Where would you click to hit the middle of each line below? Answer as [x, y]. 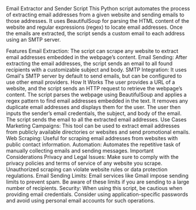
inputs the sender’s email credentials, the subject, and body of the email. [94, 113]
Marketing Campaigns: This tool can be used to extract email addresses [93, 126]
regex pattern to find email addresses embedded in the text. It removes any [97, 101]
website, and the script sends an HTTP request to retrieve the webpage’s [94, 88]
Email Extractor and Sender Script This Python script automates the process [98, 9]
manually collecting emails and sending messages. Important [80, 151]
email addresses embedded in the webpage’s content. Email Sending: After [97, 57]
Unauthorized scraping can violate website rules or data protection [87, 169]
